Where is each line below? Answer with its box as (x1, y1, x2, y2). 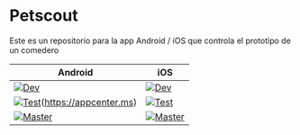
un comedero (9, 44, 59, 55)
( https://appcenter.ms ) (41, 95, 138, 108)
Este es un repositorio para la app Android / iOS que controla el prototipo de (9, 35, 291, 46)
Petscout (9, 5, 78, 26)
